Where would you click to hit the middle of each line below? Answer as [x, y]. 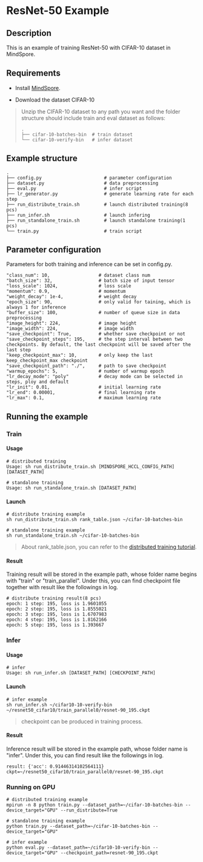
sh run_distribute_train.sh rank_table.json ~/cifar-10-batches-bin [95, 520]
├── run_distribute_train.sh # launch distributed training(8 [97, 205]
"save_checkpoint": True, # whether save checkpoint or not [96, 334]
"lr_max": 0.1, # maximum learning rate [84, 398]
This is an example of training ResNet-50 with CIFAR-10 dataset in [88, 47]
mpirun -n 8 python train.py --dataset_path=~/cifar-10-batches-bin [95, 805]
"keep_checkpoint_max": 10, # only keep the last [80, 356]
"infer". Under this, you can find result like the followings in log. [85, 755]
